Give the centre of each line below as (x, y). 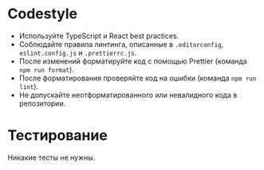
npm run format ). (47, 69)
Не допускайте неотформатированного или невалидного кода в (128, 95)
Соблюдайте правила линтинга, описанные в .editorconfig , (121, 44)
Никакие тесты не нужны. (51, 157)
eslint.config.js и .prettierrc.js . (78, 52)
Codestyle (42, 14)
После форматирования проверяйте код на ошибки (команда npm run (138, 78)
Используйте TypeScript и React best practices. (99, 36)
